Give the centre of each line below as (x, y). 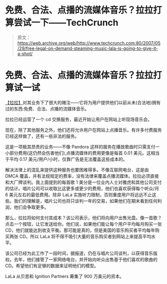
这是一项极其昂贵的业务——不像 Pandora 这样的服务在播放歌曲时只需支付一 (83, 146)
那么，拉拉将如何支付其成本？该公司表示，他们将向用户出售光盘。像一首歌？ (83, 218)
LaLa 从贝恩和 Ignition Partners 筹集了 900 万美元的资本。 (65, 276)
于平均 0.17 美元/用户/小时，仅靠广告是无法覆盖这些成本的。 (66, 159)
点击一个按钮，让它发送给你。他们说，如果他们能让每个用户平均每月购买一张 (83, 224)
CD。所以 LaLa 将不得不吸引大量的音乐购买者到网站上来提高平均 (85, 236)
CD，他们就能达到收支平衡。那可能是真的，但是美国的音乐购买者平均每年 (80, 230)
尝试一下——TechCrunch (66, 23)
